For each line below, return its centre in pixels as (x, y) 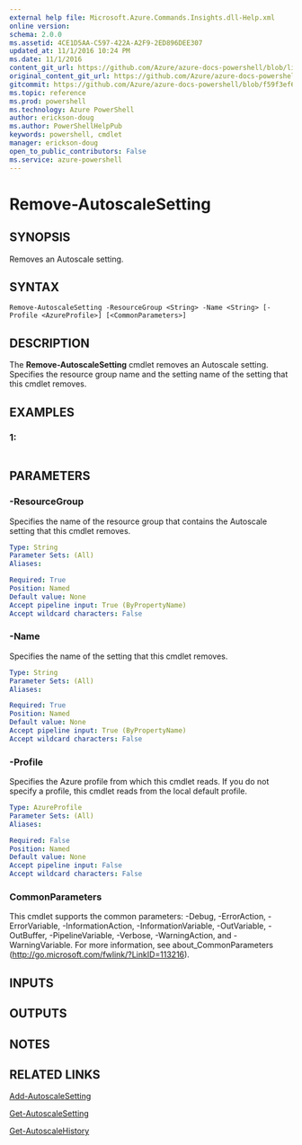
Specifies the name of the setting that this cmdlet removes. (119, 656)
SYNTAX (35, 287)
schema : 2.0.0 (36, 34)
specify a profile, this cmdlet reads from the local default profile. (128, 791)
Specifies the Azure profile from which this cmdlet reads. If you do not (139, 782)
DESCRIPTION (49, 343)
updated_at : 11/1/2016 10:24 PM (70, 51)
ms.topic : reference (48, 93)
